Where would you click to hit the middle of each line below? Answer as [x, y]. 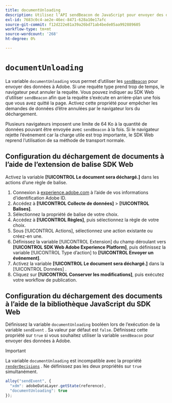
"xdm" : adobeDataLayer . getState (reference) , [58, 386]
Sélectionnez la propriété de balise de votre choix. [66, 214]
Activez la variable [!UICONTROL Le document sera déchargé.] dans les [82, 177]
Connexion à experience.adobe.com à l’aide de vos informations [80, 192]
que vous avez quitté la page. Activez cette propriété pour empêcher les [81, 103]
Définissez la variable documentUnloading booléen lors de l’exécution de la [83, 324]
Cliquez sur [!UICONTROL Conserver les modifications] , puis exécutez [88, 274]
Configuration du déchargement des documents [84, 296]
